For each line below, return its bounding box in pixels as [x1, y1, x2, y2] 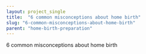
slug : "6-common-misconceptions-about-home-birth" [6, 20, 136, 26]
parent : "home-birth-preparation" [6, 25, 93, 31]
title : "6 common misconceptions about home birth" [6, 14, 141, 20]
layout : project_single [6, 8, 66, 15]
